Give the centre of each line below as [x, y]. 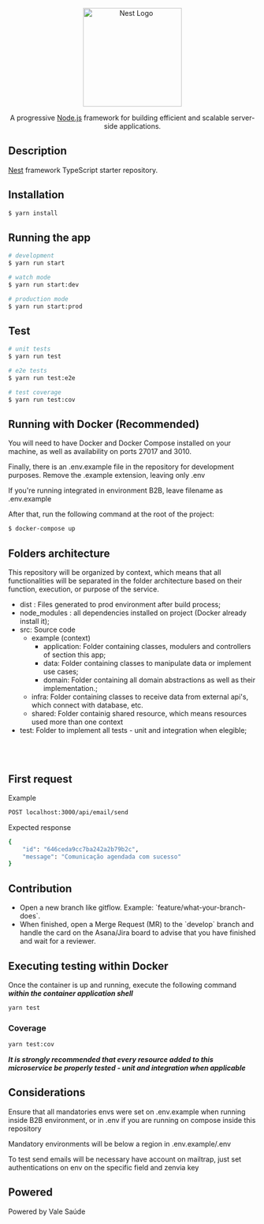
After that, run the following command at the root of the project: [111, 514]
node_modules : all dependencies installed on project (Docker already [133, 613]
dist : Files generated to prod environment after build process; [120, 605]
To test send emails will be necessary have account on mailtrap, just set [125, 1159]
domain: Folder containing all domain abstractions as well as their [149, 680]
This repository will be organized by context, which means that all [115, 573]
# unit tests [30, 349]
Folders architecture [59, 553]
